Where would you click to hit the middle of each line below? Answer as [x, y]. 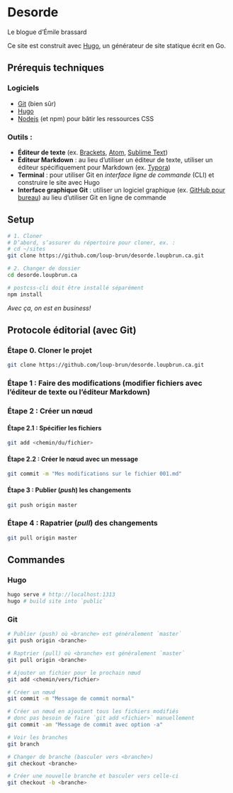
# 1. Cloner [25, 236]
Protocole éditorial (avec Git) [72, 330]
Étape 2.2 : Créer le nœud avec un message [73, 459]
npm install [25, 295]
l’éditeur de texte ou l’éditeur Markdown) [79, 392]
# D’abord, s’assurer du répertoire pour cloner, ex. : [91, 243]
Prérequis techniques [56, 68]
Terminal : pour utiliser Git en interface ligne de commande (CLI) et [116, 175]
